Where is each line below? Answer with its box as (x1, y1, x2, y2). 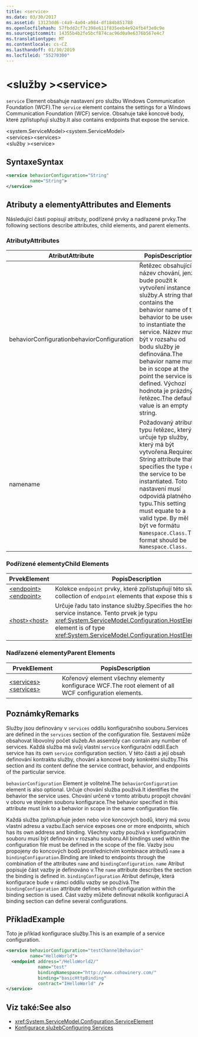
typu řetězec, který (139, 426, 192, 434)
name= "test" (37, 964, 67, 970)
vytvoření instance (139, 284, 191, 292)
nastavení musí (139, 485, 181, 493)
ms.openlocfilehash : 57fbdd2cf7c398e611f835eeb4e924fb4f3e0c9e (6, 25, 165, 31)
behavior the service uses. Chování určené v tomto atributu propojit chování (6, 792, 191, 799)
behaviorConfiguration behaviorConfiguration (9, 335, 134, 343)
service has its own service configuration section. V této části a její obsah (6, 749, 186, 757)
